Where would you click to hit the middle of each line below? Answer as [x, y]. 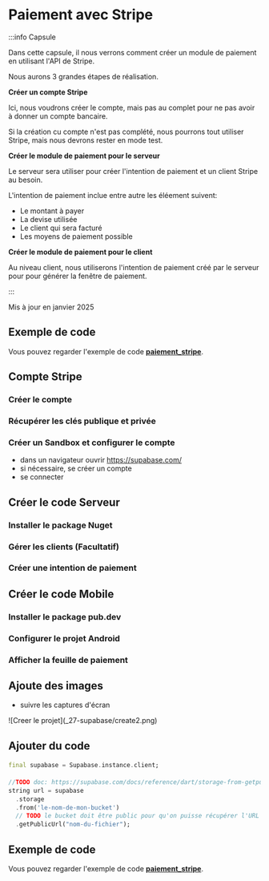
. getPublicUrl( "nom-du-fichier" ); [73, 824]
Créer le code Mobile [61, 594]
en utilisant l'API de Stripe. [52, 61]
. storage [30, 799]
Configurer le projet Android [64, 638]
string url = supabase [46, 790]
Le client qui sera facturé [61, 228]
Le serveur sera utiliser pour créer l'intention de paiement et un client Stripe [133, 171]
